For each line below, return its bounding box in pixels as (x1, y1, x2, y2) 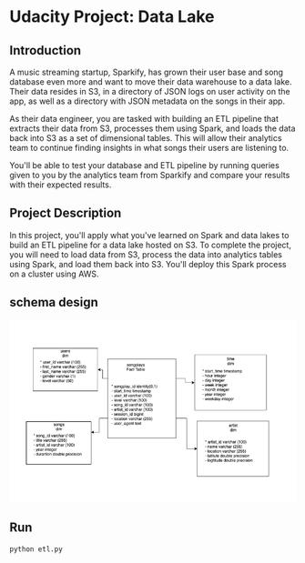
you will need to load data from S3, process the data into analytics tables (9, 248, 282, 260)
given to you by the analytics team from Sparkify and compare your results (9, 170, 290, 180)
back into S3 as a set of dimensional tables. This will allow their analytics (9, 133, 282, 143)
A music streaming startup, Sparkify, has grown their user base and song (9, 66, 284, 77)
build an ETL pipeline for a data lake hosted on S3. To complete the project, (9, 239, 291, 250)
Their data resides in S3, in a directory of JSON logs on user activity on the (9, 86, 290, 96)
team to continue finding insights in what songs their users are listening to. (9, 143, 290, 153)
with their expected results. (9, 179, 112, 190)
